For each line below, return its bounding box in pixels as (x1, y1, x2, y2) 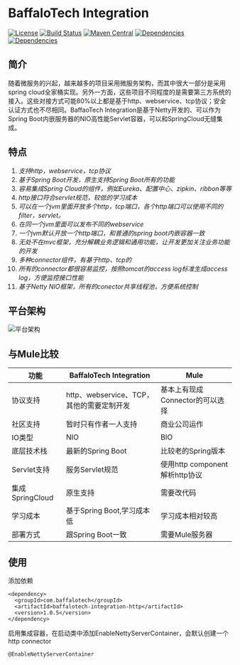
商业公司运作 (160, 419, 204, 429)
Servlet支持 (11, 465, 50, 475)
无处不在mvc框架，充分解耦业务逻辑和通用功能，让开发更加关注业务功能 (18, 237, 230, 246)
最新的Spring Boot (65, 446, 127, 456)
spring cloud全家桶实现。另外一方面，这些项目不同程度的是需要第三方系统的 (8, 88, 231, 96)
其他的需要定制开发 (65, 401, 131, 411)
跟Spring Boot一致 (65, 530, 127, 540)
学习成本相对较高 (160, 511, 218, 521)
